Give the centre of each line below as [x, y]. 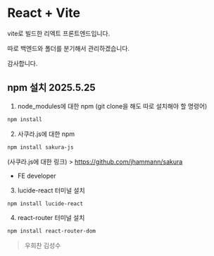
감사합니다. [23, 63]
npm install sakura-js [40, 147]
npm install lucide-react [45, 203]
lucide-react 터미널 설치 [51, 190]
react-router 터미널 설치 [51, 218]
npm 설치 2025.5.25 [52, 88]
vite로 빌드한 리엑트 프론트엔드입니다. [59, 33]
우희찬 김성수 [43, 245]
